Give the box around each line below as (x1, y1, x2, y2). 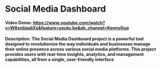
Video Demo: (5, 19, 32, 25)
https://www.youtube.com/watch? (33, 19, 105, 25)
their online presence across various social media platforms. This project (5, 46, 156, 52)
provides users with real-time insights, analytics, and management (5, 51, 144, 57)
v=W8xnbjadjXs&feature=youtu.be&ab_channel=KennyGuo (5, 25, 129, 31)
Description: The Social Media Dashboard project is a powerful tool (5, 36, 144, 42)
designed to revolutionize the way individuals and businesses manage (5, 41, 151, 47)
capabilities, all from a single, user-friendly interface (5, 57, 114, 63)
